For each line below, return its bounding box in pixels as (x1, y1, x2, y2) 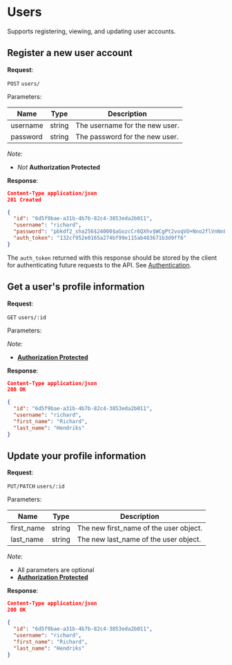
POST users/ (7, 80, 40, 87)
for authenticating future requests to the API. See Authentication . (7, 260, 192, 269)
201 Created (7, 196, 41, 203)
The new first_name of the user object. (77, 524, 202, 533)
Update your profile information (7, 450, 146, 461)
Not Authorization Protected (17, 163, 100, 171)
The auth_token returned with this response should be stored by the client (7, 254, 217, 262)
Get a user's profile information (7, 281, 145, 293)
